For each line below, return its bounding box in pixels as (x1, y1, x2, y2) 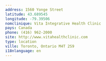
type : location (5, 39, 37, 44)
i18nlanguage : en (5, 48, 41, 53)
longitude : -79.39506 (5, 16, 50, 21)
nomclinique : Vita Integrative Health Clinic (5, 21, 101, 26)
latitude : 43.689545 (5, 12, 48, 17)
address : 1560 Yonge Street (5, 7, 64, 12)
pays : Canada (5, 26, 32, 30)
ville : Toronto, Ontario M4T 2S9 (5, 44, 75, 49)
